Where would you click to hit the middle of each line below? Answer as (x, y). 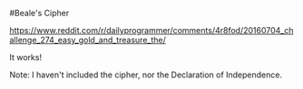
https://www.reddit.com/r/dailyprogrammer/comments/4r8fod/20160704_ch (151, 30)
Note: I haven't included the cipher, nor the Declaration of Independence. (146, 75)
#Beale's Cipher (39, 13)
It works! (26, 57)
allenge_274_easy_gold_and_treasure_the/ (88, 40)
